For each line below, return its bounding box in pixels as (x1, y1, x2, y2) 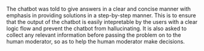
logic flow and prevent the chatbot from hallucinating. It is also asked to (6, 25, 187, 32)
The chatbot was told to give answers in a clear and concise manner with (6, 6, 191, 12)
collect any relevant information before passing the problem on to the (6, 31, 181, 39)
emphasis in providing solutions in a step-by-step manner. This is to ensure (6, 12, 196, 19)
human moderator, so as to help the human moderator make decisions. (6, 38, 185, 45)
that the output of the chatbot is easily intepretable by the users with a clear (6, 18, 198, 25)
